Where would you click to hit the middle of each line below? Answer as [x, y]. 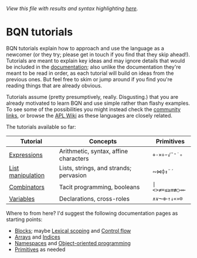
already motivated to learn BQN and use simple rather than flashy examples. [98, 103]
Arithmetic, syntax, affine [94, 151]
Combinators [27, 187]
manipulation [27, 175]
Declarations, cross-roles [94, 198]
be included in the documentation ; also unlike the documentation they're [94, 67]
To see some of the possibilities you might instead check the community [93, 109]
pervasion [73, 175]
